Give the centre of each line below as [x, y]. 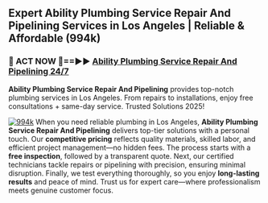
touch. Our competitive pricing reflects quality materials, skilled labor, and [132, 139]
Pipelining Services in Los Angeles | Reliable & [127, 26]
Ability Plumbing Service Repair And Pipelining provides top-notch [121, 89]
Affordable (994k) [55, 38]
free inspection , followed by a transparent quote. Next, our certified [122, 155]
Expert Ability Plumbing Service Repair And [120, 13]
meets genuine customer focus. [61, 190]
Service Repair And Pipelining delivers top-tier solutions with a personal [129, 130]
